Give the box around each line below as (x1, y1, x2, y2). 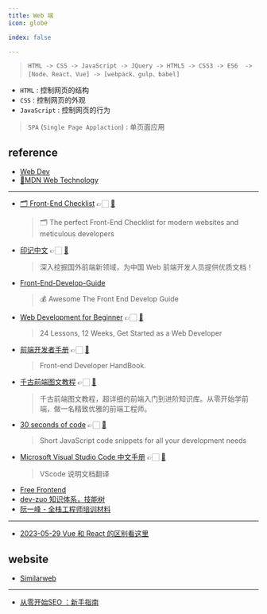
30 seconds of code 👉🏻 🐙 (19, 420, 107, 429)
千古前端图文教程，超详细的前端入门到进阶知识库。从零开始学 (39, 394, 242, 404)
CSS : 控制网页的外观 (19, 95, 86, 105)
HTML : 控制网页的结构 (19, 85, 90, 95)
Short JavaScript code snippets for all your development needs (39, 436, 247, 445)
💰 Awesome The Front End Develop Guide (39, 294, 179, 304)
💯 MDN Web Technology (19, 176, 99, 185)
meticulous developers (39, 229, 115, 239)
